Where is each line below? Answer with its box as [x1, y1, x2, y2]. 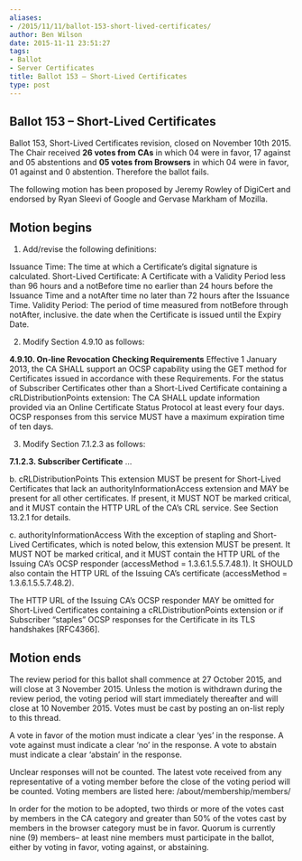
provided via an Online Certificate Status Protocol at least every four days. [9, 402, 286, 413]
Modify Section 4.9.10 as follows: [22, 336, 145, 348]
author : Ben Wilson [9, 30, 83, 39]
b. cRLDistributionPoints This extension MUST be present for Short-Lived [9, 473, 281, 484]
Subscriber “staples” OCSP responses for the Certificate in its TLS [9, 614, 255, 625]
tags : [9, 47, 30, 56]
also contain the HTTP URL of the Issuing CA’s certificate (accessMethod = [9, 568, 288, 579]
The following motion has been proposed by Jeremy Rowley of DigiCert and [9, 184, 291, 195]
